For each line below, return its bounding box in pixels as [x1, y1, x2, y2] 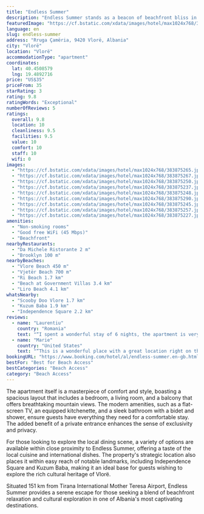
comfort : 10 [12, 144, 42, 151]
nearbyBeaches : [6, 258, 45, 264]
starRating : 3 [6, 88, 42, 94]
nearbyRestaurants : [6, 241, 56, 247]
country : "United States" [17, 342, 83, 349]
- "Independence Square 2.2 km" [12, 308, 94, 315]
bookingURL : [6, 354, 36, 360]
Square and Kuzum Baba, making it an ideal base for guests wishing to [6, 464, 183, 471]
